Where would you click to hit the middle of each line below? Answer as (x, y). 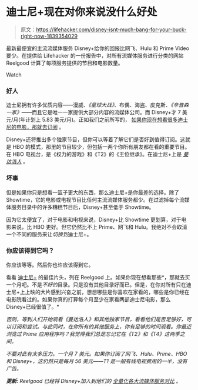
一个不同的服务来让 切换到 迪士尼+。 (49, 234)
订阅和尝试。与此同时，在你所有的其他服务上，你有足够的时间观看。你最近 (101, 326)
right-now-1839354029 (49, 36)
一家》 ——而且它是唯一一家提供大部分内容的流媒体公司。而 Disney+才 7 (93, 112)
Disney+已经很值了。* (33, 306)
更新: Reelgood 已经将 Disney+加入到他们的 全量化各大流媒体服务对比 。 (94, 381)
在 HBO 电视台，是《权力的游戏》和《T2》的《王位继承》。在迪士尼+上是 (94, 154)
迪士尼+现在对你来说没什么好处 (82, 12)
